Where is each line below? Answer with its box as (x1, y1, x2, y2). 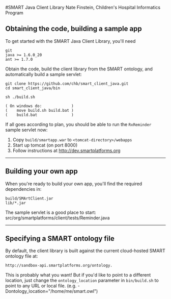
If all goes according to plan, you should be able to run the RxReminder (5, 121, 152, 127)
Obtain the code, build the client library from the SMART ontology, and (5, 66, 153, 72)
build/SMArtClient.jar (5, 196, 53, 201)
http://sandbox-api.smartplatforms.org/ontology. (5, 263, 113, 268)
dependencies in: (5, 186, 42, 192)
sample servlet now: (5, 127, 48, 133)
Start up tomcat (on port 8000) (12, 142, 78, 148)
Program (5, 10, 24, 16)
